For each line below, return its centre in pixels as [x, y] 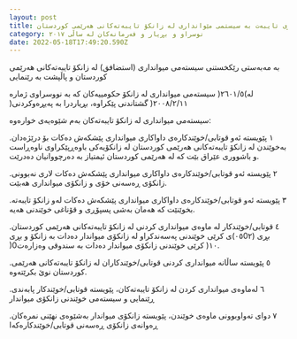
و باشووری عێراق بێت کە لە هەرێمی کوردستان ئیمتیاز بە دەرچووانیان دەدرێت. [134, 157]
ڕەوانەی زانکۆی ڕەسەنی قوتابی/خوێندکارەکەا [84, 325]
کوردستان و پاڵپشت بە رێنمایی [58, 77]
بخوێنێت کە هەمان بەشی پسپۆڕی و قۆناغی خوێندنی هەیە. [103, 210]
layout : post [33, 17]
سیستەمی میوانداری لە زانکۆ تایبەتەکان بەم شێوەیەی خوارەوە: [110, 120]
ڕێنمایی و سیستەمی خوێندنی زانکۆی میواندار [82, 298]
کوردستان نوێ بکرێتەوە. [48, 272]
